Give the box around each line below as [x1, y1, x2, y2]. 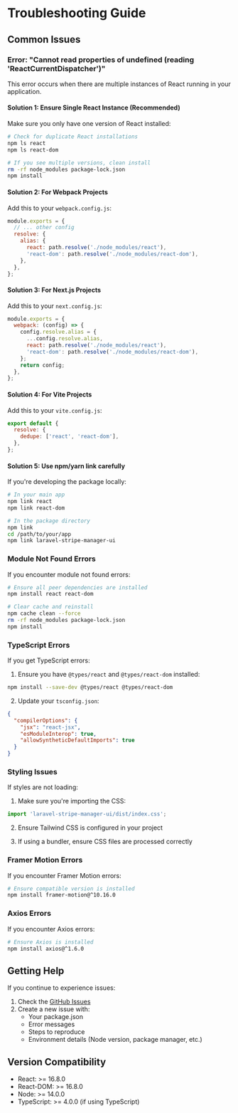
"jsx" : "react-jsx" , [20, 724, 81, 731]
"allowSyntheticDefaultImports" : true [20, 737, 135, 744]
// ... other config [13, 224, 75, 231]
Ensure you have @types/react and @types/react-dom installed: [17, 670, 200, 679]
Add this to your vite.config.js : [7, 406, 102, 414]
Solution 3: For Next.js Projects [7, 286, 102, 294]
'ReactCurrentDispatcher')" [7, 63, 106, 73]
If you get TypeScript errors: [7, 656, 90, 665]
